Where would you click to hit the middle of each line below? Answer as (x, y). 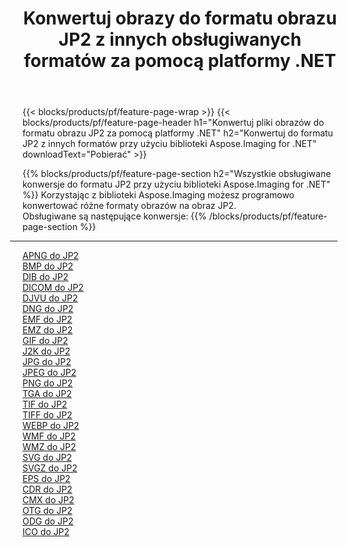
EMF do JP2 (47, 319)
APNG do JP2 (50, 256)
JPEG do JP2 (49, 373)
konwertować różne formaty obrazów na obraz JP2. (129, 206)
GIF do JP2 (45, 341)
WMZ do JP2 (49, 447)
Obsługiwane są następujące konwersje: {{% (114, 216)
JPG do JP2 (47, 362)
